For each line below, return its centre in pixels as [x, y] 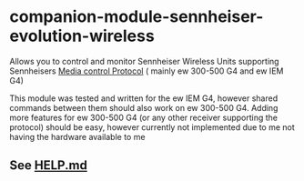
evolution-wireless [82, 36]
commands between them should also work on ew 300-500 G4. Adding [144, 107]
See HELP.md [49, 166]
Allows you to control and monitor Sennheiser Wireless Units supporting [144, 61]
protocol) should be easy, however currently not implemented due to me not [152, 127]
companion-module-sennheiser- [137, 17]
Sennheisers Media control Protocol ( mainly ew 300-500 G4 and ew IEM [147, 71]
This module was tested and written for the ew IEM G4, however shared [144, 98]
